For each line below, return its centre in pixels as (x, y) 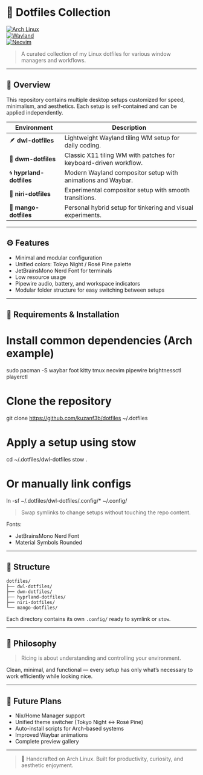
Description (129, 127)
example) (30, 354)
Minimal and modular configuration (59, 258)
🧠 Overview (28, 85)
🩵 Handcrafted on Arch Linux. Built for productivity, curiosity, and (102, 759)
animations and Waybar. (99, 180)
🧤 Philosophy (31, 643)
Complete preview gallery (47, 742)
